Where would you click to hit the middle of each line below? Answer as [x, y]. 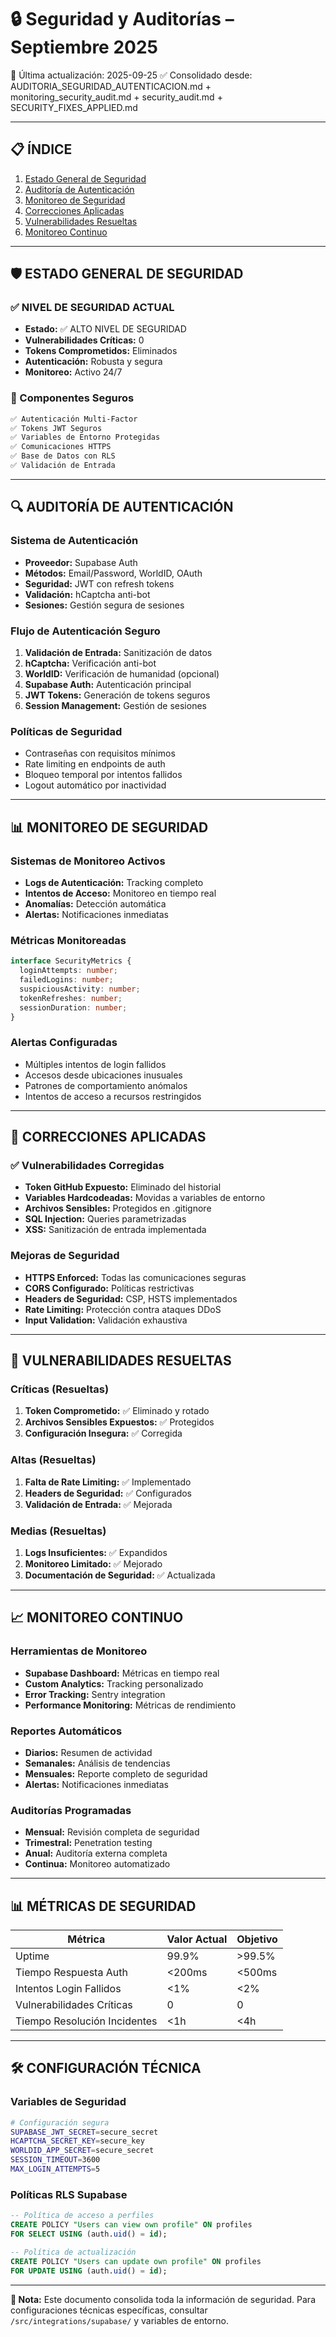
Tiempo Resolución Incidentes [86, 2021]
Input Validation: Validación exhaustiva [106, 1320]
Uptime [32, 1956]
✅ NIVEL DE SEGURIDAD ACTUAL [92, 308]
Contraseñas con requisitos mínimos [100, 753]
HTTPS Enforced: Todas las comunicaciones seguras [135, 1277]
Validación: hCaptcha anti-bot [87, 594]
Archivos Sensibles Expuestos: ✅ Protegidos [119, 1422]
